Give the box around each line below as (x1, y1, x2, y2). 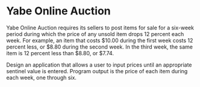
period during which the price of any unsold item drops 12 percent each (6, 30, 184, 37)
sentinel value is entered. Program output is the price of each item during (6, 67, 188, 74)
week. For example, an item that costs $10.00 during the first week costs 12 (6, 37, 193, 44)
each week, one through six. (6, 74, 77, 81)
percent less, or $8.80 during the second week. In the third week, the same (6, 43, 193, 50)
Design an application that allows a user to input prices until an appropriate (6, 61, 192, 68)
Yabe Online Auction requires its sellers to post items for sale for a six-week (6, 24, 195, 31)
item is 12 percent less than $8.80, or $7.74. (6, 49, 114, 56)
